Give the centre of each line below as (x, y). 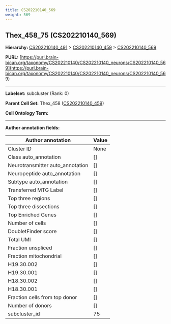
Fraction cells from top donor (42, 298)
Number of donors (30, 306)
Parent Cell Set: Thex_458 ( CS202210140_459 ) (55, 103)
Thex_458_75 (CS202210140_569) (61, 35)
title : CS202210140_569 (31, 10)
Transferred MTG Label (36, 190)
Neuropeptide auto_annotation (44, 174)
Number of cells (27, 223)
